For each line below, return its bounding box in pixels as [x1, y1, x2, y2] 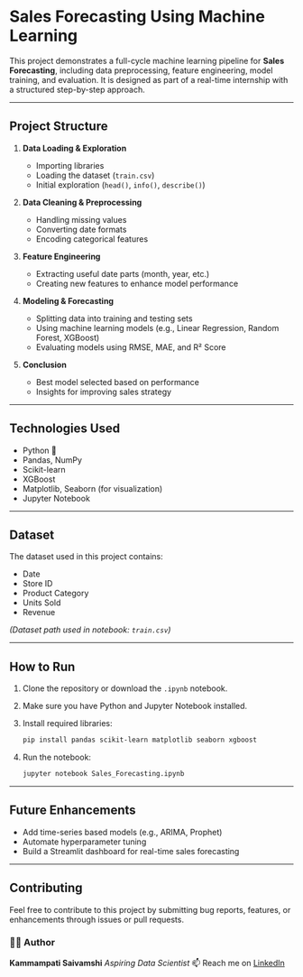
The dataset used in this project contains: [9, 551, 164, 562]
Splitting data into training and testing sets [35, 313, 193, 324]
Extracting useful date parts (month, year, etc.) [35, 268, 210, 279]
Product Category [22, 588, 89, 599]
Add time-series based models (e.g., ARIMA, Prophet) [22, 826, 223, 837]
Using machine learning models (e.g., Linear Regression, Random [35, 322, 280, 333]
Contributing [9, 880, 83, 896]
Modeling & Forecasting [22, 295, 115, 306]
